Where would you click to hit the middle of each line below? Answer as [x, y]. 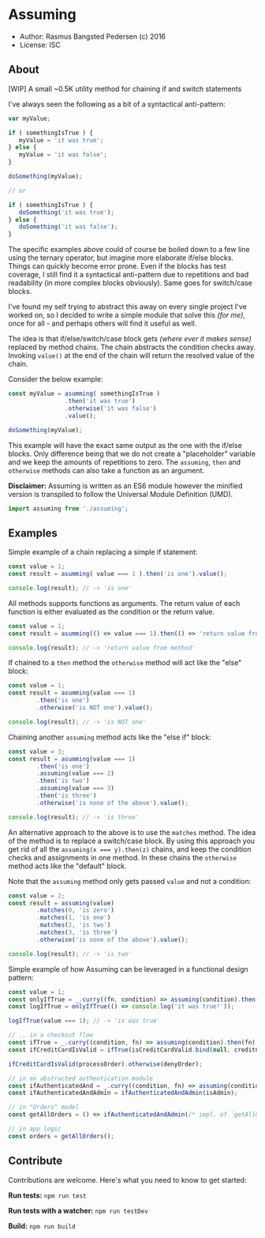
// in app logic [35, 1129]
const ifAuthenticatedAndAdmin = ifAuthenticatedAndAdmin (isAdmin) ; [123, 1093]
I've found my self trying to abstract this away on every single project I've [127, 307]
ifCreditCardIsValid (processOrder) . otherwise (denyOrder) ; [105, 1064]
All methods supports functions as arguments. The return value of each [124, 603]
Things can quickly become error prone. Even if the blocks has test [117, 266]
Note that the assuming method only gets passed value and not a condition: [130, 881]
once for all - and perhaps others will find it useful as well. [103, 324]
